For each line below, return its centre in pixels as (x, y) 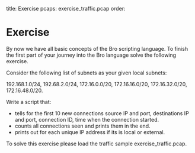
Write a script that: (29, 102)
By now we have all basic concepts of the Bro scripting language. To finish (97, 48)
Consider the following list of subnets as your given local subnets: (87, 73)
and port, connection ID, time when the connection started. (87, 119)
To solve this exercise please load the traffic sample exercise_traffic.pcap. (97, 144)
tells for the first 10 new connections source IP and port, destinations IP (102, 113)
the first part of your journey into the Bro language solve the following (91, 55)
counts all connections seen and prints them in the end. (82, 126)
